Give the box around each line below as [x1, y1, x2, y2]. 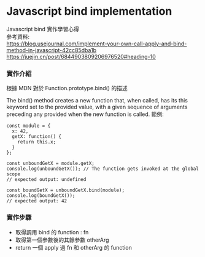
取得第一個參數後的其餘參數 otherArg [15, 236, 109, 244]
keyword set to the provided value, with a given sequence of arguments [6, 103, 188, 111]
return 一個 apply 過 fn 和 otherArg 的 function [15, 244, 132, 251]
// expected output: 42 [6, 198, 68, 204]
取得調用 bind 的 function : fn [15, 228, 89, 236]
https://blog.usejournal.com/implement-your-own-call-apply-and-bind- [6, 40, 187, 47]
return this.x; [17, 139, 56, 145]
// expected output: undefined [6, 177, 87, 183]
